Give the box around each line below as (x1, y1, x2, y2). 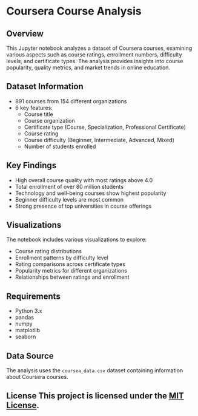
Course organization (24, 117, 76, 124)
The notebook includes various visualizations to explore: (6, 236, 147, 244)
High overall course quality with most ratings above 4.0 (15, 176, 153, 183)
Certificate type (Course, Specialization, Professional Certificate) (24, 123, 186, 131)
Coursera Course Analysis (6, 4, 142, 18)
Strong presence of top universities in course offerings (15, 202, 152, 210)
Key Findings (6, 160, 57, 171)
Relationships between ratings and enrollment (15, 273, 130, 281)
